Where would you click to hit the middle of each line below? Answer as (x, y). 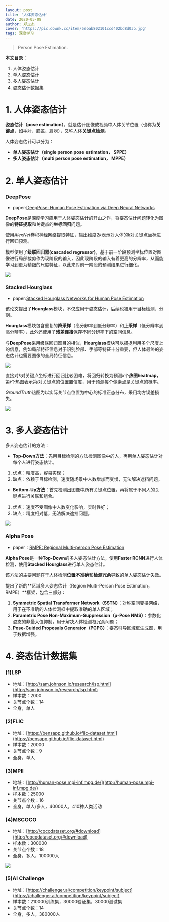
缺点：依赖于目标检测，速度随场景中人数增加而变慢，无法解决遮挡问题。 (87, 479)
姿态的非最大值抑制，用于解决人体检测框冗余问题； (65, 621)
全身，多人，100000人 (36, 856)
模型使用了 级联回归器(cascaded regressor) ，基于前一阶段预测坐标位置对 (81, 252)
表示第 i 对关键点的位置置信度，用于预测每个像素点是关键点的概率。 (93, 382)
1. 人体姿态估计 (36, 110)
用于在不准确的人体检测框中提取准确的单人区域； (63, 609)
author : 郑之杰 (20, 24)
